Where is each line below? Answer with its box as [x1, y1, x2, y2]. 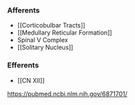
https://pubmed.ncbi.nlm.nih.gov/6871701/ [7, 89, 128, 98]
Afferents [7, 6, 40, 15]
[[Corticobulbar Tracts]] [17, 21, 85, 30]
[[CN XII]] [17, 76, 45, 84]
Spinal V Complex [17, 36, 69, 44]
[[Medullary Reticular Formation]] [17, 28, 112, 37]
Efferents [7, 61, 39, 70]
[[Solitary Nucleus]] [17, 44, 74, 52]
